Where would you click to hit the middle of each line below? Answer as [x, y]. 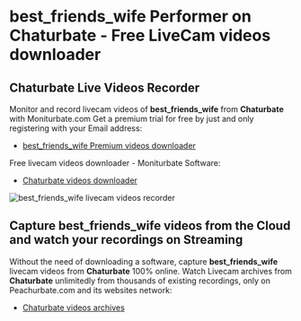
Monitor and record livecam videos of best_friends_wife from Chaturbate [147, 109]
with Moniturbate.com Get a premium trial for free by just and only [132, 119]
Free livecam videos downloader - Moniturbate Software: [115, 163]
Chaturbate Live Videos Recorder [105, 87]
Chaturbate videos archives [74, 308]
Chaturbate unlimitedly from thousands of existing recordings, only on [140, 281]
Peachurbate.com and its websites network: [91, 290]
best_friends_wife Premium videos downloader [109, 146]
